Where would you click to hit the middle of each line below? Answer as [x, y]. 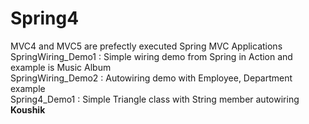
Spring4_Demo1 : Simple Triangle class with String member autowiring [155, 99]
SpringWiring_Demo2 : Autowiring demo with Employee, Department [151, 78]
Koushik [28, 109]
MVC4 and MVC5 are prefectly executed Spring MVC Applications [146, 46]
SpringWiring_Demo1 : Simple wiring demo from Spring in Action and [151, 56]
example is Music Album [61, 67]
